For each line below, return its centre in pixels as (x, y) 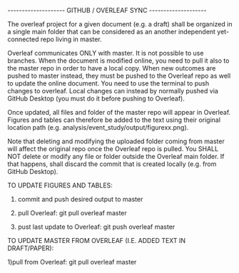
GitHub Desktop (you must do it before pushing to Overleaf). (96, 98)
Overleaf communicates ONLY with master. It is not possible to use (106, 53)
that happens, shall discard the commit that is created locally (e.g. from (112, 164)
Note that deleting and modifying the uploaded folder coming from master (116, 141)
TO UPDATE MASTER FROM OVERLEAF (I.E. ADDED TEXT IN (97, 241)
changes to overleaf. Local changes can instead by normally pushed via (113, 91)
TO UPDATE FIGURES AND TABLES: (60, 185)
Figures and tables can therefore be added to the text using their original (114, 120)
